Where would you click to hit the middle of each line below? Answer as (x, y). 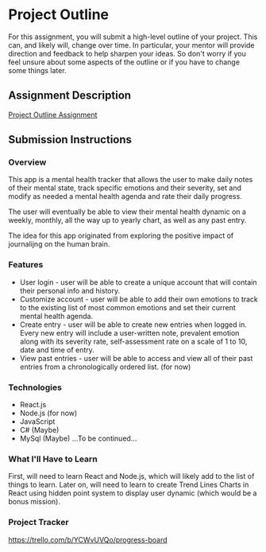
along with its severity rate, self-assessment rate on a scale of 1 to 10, (133, 341)
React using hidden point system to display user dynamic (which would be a (133, 493)
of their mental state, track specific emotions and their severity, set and (125, 188)
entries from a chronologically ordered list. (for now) (105, 367)
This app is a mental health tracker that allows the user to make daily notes (131, 180)
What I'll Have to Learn (53, 459)
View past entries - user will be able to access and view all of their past (136, 358)
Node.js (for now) (48, 413)
